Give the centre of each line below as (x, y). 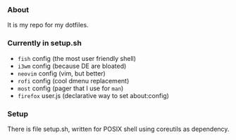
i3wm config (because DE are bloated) (72, 66)
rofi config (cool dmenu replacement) (73, 80)
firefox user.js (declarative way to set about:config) (93, 95)
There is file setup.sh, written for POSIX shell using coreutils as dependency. (118, 129)
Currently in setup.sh (45, 43)
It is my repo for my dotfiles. (48, 25)
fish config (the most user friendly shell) (76, 58)
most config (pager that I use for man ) (70, 88)
